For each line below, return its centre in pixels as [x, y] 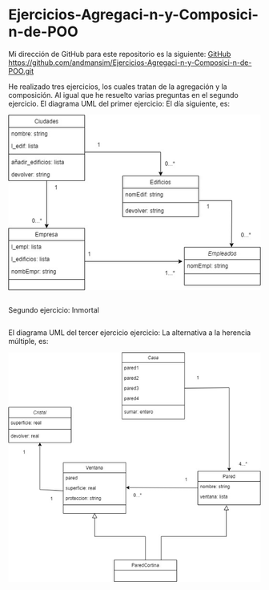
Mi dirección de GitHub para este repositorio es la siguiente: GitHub [120, 54]
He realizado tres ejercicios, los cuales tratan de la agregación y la [118, 87]
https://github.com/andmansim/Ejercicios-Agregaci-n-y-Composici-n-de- [130, 63]
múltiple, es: [28, 341]
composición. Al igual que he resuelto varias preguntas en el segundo [123, 95]
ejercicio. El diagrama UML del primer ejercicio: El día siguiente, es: [119, 103]
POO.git [21, 71]
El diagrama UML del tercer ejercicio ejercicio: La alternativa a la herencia [130, 333]
